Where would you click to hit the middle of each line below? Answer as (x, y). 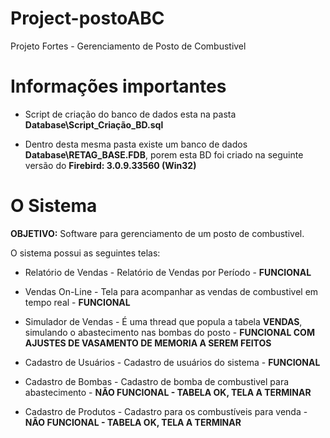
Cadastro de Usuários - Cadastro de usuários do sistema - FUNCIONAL (172, 362)
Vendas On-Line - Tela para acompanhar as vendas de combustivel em (171, 291)
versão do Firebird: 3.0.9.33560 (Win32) (110, 165)
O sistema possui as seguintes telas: (85, 253)
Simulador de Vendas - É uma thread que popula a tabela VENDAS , (163, 321)
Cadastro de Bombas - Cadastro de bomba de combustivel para (157, 381)
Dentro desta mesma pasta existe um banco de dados (136, 144)
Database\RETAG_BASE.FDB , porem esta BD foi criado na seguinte (164, 154)
